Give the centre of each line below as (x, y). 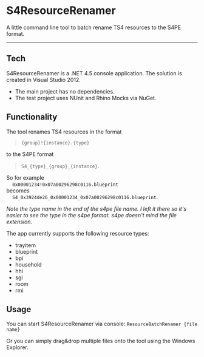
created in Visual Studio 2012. (43, 80)
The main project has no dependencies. (65, 91)
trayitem (25, 245)
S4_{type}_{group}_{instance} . (60, 166)
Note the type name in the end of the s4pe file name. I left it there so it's (97, 209)
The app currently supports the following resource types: (78, 233)
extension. (19, 222)
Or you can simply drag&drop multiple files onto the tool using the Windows (101, 341)
